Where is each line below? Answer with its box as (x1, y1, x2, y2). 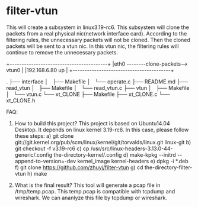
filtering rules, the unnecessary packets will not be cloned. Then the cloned (6, 36, 191, 43)
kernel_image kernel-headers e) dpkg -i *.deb (76, 157, 189, 164)
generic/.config (14, 151, 53, 158)
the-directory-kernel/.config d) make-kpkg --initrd (53, 151, 176, 158)
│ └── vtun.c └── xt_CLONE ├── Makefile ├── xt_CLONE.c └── (6, 90, 170, 98)
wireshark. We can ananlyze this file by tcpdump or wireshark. (14, 194, 167, 201)
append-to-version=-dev (14, 157, 76, 164)
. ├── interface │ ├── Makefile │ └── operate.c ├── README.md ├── (6, 78, 189, 85)
